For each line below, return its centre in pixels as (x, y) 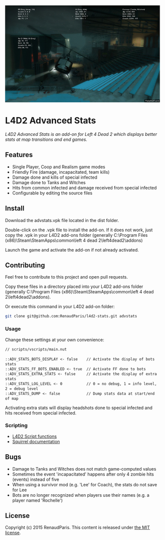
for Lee (19, 490)
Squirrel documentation (36, 442)
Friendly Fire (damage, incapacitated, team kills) (61, 172)
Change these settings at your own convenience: (55, 340)
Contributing (25, 265)
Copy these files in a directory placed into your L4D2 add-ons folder (74, 286)
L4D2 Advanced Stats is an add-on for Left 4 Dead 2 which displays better (81, 134)
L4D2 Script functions (34, 436)
